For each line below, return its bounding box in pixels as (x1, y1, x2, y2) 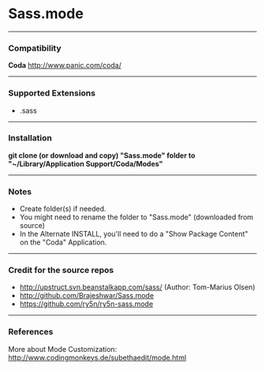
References (8, 327, 54, 338)
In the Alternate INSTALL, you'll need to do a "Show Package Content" (19, 230, 248, 239)
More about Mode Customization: (8, 344, 118, 353)
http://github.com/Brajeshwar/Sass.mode (19, 291, 155, 301)
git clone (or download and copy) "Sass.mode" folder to (8, 151, 196, 160)
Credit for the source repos (8, 265, 114, 276)
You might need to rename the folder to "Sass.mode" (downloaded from (19, 212, 254, 222)
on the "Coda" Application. (19, 237, 107, 247)
